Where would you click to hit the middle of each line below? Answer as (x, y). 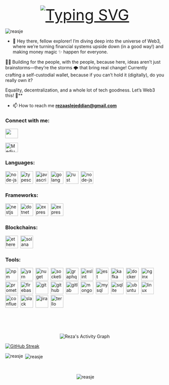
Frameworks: (22, 195)
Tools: (13, 260)
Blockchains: (21, 227)
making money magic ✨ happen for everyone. (60, 52)
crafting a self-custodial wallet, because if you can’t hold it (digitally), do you (85, 75)
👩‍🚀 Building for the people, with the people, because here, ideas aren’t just (83, 62)
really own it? (19, 80)
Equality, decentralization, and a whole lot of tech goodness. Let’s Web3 (80, 90)
